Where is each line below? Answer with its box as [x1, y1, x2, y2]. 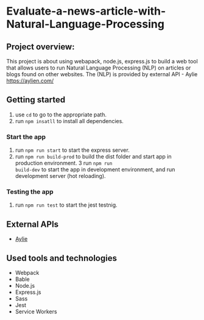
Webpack [15, 269, 40, 277]
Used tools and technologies [6, 253, 118, 263]
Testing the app [6, 188, 54, 196]
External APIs [6, 219, 59, 229]
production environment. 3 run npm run [15, 160, 113, 167]
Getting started [6, 94, 66, 105]
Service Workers [15, 308, 57, 315]
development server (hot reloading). [15, 172, 106, 180]
